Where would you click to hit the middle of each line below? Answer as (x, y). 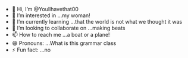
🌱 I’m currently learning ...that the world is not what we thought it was (97, 22)
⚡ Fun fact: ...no (31, 50)
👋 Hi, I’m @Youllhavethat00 (45, 9)
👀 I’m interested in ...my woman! (51, 15)
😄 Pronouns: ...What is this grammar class (64, 43)
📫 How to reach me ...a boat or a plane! (61, 35)
